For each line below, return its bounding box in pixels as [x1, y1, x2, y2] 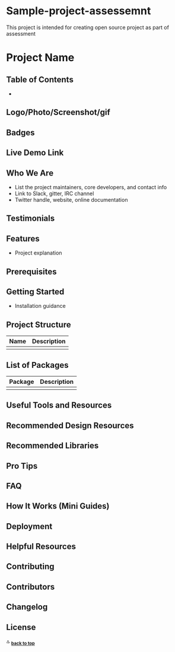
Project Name [6, 51, 75, 65]
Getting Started [6, 287, 65, 297]
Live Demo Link [6, 148, 64, 158]
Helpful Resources [6, 542, 76, 552]
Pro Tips [6, 461, 38, 471]
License [6, 622, 36, 632]
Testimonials [6, 214, 55, 224]
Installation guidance [14, 303, 66, 310]
